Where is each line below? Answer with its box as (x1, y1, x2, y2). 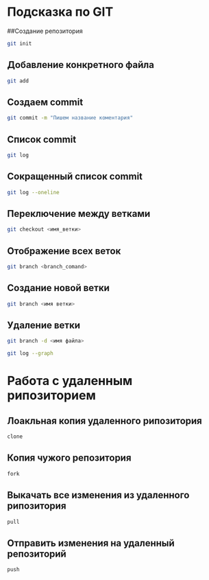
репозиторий (7, 548, 66, 559)
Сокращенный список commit (7, 171, 143, 183)
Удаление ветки (7, 320, 81, 332)
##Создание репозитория (7, 27, 84, 35)
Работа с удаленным (7, 373, 133, 388)
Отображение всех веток (7, 245, 121, 257)
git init (7, 40, 32, 47)
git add (7, 77, 29, 84)
